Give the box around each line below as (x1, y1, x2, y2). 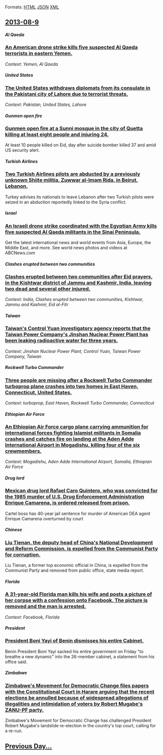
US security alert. (5, 147, 40, 153)
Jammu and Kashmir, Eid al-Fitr (5, 301, 69, 308)
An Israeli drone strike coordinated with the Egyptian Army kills (5, 222, 157, 229)
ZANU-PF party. (5, 706, 44, 713)
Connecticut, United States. (5, 389, 72, 396)
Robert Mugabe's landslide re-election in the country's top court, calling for (5, 723, 156, 729)
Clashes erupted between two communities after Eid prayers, (5, 273, 153, 280)
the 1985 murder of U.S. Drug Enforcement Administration (5, 493, 145, 500)
